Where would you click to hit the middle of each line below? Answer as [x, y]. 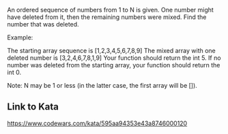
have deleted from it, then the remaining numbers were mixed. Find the [107, 17]
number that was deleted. [43, 24]
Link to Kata [33, 107]
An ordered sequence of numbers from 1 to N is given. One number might [110, 10]
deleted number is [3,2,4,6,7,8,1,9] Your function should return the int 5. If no [114, 58]
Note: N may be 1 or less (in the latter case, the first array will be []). [102, 85]
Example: [20, 37]
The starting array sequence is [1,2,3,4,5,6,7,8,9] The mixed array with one [112, 51]
